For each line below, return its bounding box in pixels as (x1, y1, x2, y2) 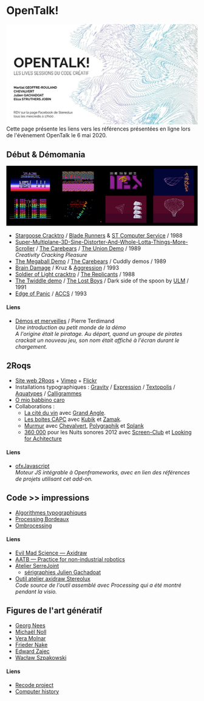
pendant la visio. (15, 587, 58, 595)
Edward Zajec (15, 648, 50, 655)
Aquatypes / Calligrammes (15, 389, 82, 397)
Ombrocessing (15, 522, 52, 529)
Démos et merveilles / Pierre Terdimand (15, 317, 115, 324)
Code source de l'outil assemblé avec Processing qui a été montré (15, 581, 182, 589)
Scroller (15, 244, 35, 252)
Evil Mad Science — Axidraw (15, 549, 87, 556)
